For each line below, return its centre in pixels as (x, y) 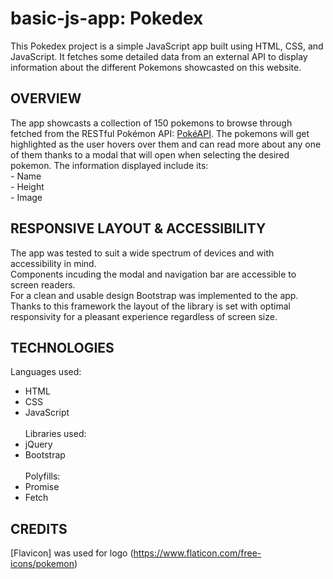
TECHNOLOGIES (62, 347)
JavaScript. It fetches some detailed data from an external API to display (159, 56)
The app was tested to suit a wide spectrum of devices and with (142, 253)
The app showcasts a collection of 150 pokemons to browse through (151, 123)
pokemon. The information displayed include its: (109, 165)
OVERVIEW (46, 98)
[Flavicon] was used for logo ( (72, 553)
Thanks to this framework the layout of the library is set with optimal (150, 306)
